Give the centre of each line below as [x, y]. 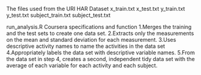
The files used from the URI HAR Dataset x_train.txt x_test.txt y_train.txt [96, 9]
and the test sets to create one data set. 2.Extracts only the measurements [100, 33]
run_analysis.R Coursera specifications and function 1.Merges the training [99, 27]
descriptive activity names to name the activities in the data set [86, 46]
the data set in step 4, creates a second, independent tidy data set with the [101, 59]
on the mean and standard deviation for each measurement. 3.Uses [91, 40]
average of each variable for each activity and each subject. [82, 65]
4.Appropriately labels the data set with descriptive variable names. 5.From [101, 53]
